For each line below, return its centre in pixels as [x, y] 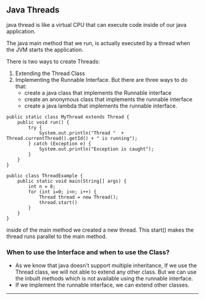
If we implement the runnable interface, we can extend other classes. [102, 285]
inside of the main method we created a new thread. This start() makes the [100, 230]
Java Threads [33, 10]
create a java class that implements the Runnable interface [98, 93]
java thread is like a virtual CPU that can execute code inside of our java [97, 24]
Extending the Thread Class [50, 73]
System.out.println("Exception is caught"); [96, 149]
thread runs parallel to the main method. [57, 236]
